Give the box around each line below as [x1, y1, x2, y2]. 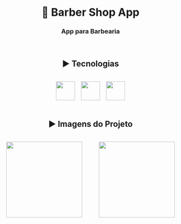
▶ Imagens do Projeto [48, 118, 133, 129]
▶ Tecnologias [62, 58, 119, 69]
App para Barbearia [61, 27, 120, 36]
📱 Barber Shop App [41, 5, 140, 19]
